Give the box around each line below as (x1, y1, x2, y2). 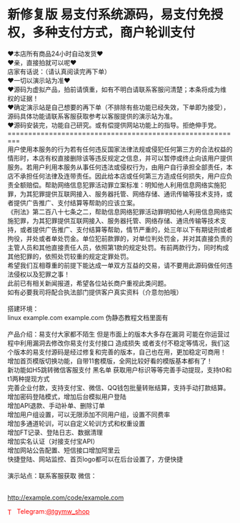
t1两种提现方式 (7, 374, 50, 383)
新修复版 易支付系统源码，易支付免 (7, 6, 211, 23)
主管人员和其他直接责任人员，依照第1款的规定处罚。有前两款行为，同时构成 (7, 243, 229, 251)
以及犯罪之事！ (26, 269, 70, 279)
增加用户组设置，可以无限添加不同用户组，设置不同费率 (7, 410, 170, 419)
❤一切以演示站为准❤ (7, 76, 71, 84)
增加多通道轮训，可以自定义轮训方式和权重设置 (7, 419, 145, 427)
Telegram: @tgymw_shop (16, 507, 90, 515)
